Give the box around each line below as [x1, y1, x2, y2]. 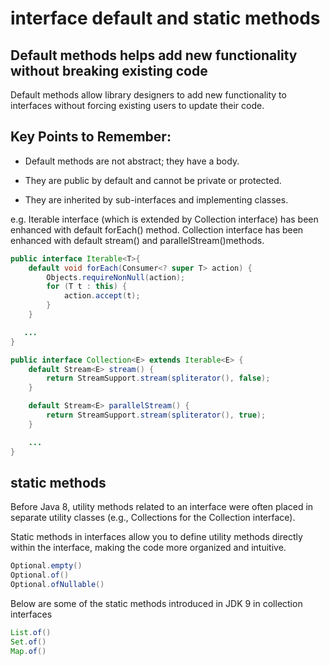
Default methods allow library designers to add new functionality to [10, 89, 287, 101]
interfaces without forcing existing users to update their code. [10, 100, 265, 111]
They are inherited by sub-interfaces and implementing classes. [24, 193, 289, 206]
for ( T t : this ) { [46, 282, 128, 292]
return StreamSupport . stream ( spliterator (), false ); [46, 373, 271, 384]
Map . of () [10, 646, 47, 656]
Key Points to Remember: [10, 128, 172, 146]
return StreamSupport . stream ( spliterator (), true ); [46, 410, 267, 421]
